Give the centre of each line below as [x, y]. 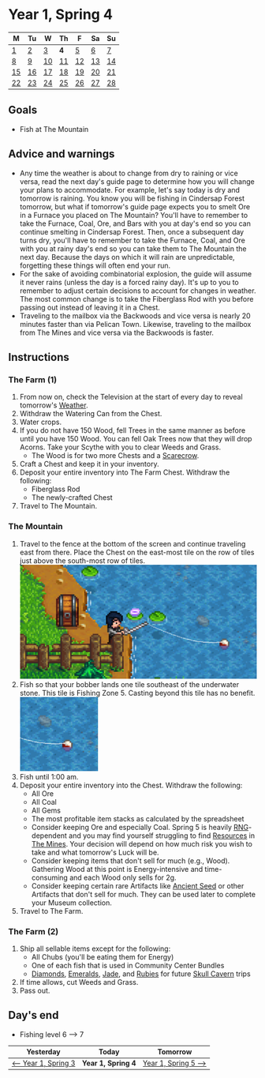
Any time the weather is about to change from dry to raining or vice [129, 173]
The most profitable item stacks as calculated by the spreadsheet [138, 818]
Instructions [39, 357]
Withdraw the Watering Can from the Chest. [91, 414]
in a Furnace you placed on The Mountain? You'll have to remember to [134, 215]
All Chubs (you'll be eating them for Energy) [103, 956]
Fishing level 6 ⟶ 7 [52, 1034]
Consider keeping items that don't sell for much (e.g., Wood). [131, 860]
